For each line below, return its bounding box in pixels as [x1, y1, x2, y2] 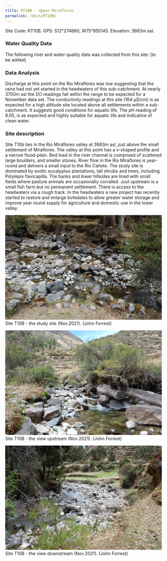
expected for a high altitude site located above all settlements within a [5, 102, 148, 108]
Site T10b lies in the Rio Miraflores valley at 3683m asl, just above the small [5, 141, 159, 147]
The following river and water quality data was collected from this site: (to [5, 51, 156, 57]
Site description [5, 130, 45, 137]
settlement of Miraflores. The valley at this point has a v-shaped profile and [5, 147, 159, 153]
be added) [5, 56, 26, 62]
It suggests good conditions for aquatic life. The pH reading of [29, 107, 157, 113]
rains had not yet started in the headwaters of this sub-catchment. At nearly [5, 86, 161, 92]
